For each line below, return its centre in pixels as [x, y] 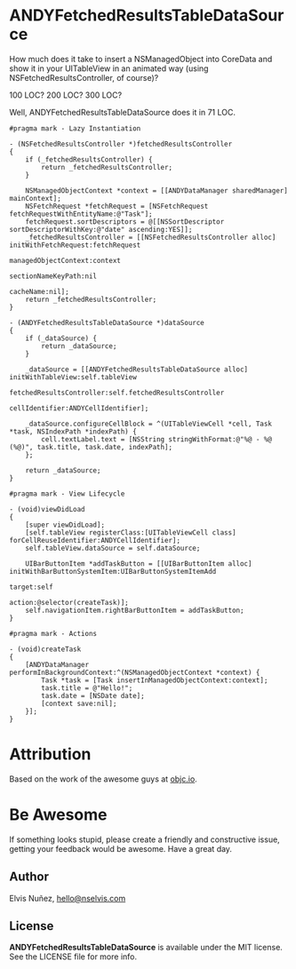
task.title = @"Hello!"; [87, 688]
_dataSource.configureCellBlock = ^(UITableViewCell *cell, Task [149, 424]
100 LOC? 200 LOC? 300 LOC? [66, 95]
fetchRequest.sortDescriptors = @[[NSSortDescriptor [125, 222]
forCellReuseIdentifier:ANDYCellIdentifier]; [95, 540]
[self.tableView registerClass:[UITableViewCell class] [131, 532]
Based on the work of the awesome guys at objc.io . [103, 779]
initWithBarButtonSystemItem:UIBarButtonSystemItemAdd [113, 571]
